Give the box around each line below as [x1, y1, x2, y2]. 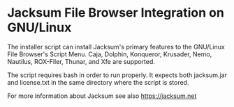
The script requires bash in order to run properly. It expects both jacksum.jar [7, 71, 227, 79]
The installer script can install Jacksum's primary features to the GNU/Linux [7, 42, 225, 51]
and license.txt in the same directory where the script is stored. [7, 78, 189, 86]
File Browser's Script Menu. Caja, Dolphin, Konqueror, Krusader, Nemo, [7, 50, 212, 58]
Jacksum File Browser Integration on [7, 5, 225, 21]
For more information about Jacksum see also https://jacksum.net [7, 92, 197, 100]
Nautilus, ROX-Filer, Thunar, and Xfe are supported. [7, 57, 156, 65]
